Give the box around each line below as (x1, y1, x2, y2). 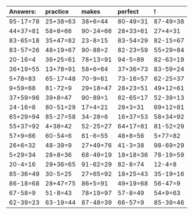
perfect (118, 8, 139, 15)
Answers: (9, 8, 36, 15)
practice (45, 8, 69, 15)
